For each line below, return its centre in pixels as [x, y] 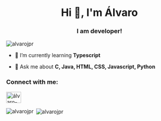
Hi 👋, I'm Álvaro [99, 13]
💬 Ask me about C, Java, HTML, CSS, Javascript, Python [85, 67]
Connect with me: [32, 82]
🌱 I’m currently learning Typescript [57, 55]
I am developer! [99, 31]
